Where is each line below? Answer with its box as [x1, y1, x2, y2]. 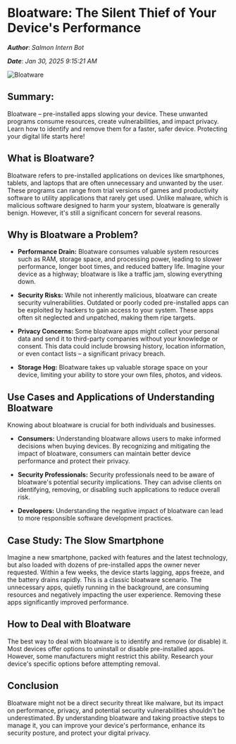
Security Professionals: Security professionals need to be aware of [17, 470, 215, 479]
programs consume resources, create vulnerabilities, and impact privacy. [7, 117, 220, 125]
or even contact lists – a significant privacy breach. [17, 350, 166, 358]
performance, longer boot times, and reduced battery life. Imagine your [17, 263, 225, 271]
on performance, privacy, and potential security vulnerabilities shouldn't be [7, 706, 225, 714]
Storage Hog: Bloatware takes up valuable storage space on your [17, 363, 209, 372]
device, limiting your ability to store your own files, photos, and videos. [17, 371, 223, 379]
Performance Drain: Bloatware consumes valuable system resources [17, 248, 219, 256]
